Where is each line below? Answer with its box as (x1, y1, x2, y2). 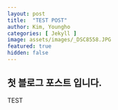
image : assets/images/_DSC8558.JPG (7, 36, 112, 43)
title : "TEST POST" (7, 17, 68, 24)
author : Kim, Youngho (7, 23, 71, 30)
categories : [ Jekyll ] (7, 29, 77, 37)
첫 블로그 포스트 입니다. (7, 77, 103, 89)
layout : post (7, 10, 46, 18)
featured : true (7, 43, 52, 50)
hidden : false (7, 50, 49, 57)
